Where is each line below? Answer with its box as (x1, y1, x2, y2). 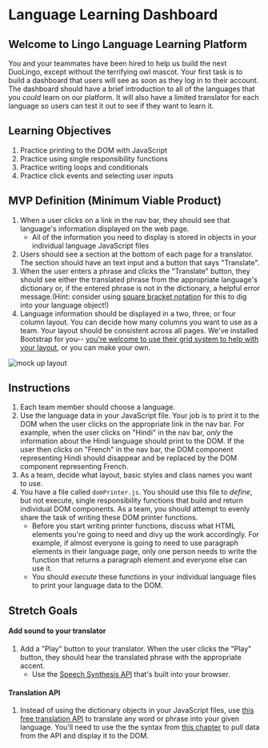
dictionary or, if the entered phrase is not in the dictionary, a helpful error (19, 283, 260, 292)
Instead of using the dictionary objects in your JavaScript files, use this (19, 706, 254, 715)
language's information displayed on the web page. (19, 224, 190, 233)
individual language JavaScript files (31, 241, 150, 250)
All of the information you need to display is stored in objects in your (31, 232, 258, 241)
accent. (19, 661, 46, 670)
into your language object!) (19, 300, 110, 309)
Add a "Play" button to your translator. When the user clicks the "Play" (19, 644, 252, 654)
